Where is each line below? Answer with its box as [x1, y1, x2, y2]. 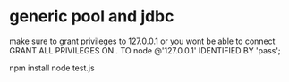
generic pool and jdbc [9, 6, 174, 27]
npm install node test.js [9, 62, 96, 73]
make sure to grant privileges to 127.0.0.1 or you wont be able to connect [9, 36, 276, 46]
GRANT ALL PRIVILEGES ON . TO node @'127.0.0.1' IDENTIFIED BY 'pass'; [9, 45, 281, 55]
